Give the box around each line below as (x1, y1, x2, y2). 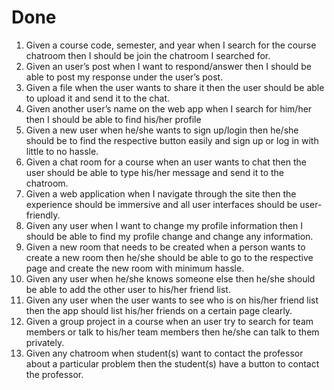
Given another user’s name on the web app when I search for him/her (25, 102, 313, 115)
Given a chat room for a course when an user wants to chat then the (25, 156, 307, 168)
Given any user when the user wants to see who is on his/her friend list (25, 294, 319, 306)
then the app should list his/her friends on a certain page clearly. (25, 304, 293, 316)
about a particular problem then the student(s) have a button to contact (25, 357, 320, 370)
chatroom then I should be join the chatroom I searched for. (25, 49, 271, 61)
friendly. (25, 209, 61, 221)
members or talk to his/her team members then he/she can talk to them (25, 326, 320, 338)
